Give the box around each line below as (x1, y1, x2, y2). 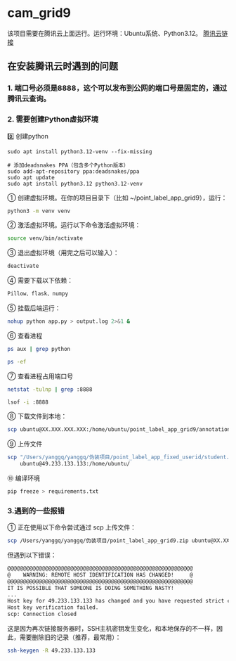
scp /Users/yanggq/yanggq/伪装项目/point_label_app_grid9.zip (7, 537, 189, 544)
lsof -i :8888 (7, 399, 49, 406)
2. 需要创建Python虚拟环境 (7, 115, 99, 124)
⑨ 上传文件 (7, 439, 43, 448)
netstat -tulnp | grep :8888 (7, 385, 93, 393)
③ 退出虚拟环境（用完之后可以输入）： (7, 248, 119, 257)
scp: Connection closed (7, 610, 77, 618)
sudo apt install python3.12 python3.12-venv (7, 180, 143, 187)
